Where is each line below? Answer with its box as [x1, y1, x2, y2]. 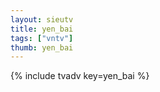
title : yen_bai [10, 24, 74, 34]
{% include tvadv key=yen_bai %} [10, 70, 150, 82]
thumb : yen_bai [10, 42, 74, 53]
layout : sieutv [10, 14, 74, 25]
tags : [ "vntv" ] [10, 33, 74, 43]
